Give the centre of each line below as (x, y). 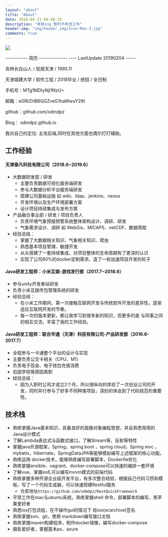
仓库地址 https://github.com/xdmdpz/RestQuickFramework (79, 491)
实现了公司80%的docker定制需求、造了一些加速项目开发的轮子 (85, 259)
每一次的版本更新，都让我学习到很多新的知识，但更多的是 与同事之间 (91, 315)
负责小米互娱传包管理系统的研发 (46, 290)
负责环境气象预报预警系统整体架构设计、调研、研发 (73, 221)
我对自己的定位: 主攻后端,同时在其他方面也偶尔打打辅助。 (65, 133)
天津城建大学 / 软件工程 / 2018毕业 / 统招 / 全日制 (56, 79)
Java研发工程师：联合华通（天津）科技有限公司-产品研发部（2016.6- (77, 334)
